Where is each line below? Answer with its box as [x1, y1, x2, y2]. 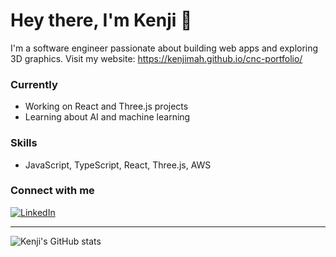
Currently [10, 77, 58, 91]
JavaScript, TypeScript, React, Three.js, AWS [24, 159, 212, 171]
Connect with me [10, 184, 95, 198]
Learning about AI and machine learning [24, 111, 191, 123]
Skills [10, 136, 38, 150]
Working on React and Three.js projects [24, 100, 189, 113]
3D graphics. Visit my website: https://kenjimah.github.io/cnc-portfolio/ [10, 52, 303, 64]
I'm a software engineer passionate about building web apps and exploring [10, 42, 319, 54]
